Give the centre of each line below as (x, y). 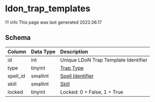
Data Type (43, 51)
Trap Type (72, 68)
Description (74, 51)
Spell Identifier (77, 76)
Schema (18, 38)
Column (17, 51)
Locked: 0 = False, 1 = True (92, 92)
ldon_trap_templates (48, 9)
